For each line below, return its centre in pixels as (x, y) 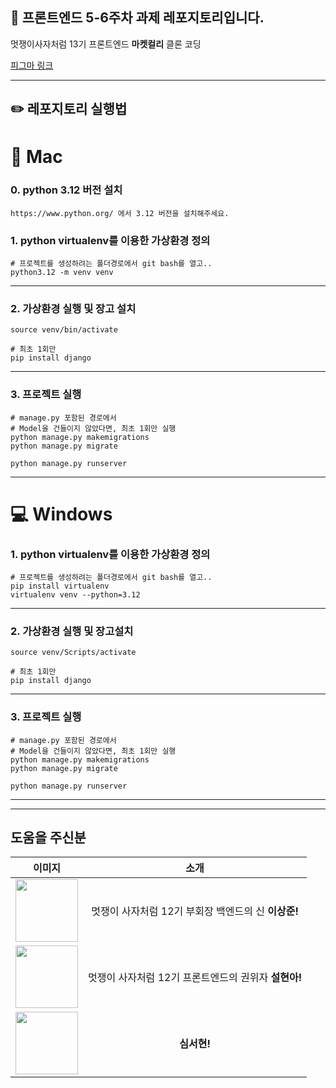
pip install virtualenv (60, 586)
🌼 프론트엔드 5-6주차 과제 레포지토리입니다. (137, 18)
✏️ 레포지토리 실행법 (69, 109)
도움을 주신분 (48, 838)
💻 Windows (61, 514)
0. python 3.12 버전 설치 (66, 190)
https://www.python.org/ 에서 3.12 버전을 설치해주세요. (120, 213)
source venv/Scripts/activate (73, 653)
